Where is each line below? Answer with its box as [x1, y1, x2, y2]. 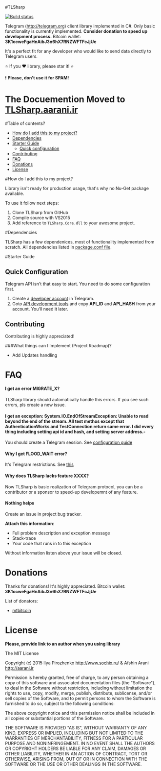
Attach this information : [5, 520, 55, 526]
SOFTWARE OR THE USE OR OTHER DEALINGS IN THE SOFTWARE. [5, 761, 142, 767]
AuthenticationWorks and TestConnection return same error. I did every [5, 423, 154, 429]
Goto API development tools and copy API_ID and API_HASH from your [12, 301, 156, 307]
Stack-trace [12, 535, 36, 541]
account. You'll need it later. [12, 306, 68, 312]
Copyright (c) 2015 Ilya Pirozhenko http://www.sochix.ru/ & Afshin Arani [5, 660, 149, 666]
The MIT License [5, 650, 39, 656]
